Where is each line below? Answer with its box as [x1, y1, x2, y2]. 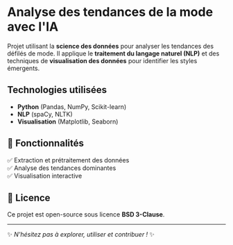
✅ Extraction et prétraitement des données [7, 155, 130, 164]
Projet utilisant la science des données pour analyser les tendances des [7, 42, 214, 50]
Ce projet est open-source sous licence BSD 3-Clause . [7, 210, 165, 219]
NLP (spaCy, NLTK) [17, 110, 73, 118]
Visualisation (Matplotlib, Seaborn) [17, 117, 119, 126]
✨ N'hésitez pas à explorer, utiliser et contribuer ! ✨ [7, 230, 155, 239]
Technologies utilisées [7, 84, 107, 96]
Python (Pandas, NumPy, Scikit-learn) [17, 102, 127, 111]
